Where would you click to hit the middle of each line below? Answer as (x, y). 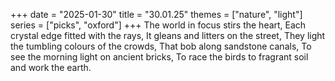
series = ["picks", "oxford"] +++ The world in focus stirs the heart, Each (158, 25)
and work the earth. (51, 67)
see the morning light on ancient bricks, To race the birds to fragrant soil (159, 57)
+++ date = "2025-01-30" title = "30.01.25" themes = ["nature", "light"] (156, 14)
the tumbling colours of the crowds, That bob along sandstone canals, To (161, 46)
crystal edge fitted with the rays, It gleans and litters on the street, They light (168, 35)
